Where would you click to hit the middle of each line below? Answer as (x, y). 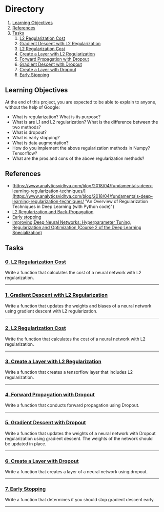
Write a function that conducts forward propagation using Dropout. (72, 405)
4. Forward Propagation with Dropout (50, 395)
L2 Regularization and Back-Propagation (53, 211)
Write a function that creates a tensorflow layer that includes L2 (69, 372)
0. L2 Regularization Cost (36, 262)
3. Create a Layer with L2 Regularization (53, 361)
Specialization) (27, 232)
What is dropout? (29, 132)
